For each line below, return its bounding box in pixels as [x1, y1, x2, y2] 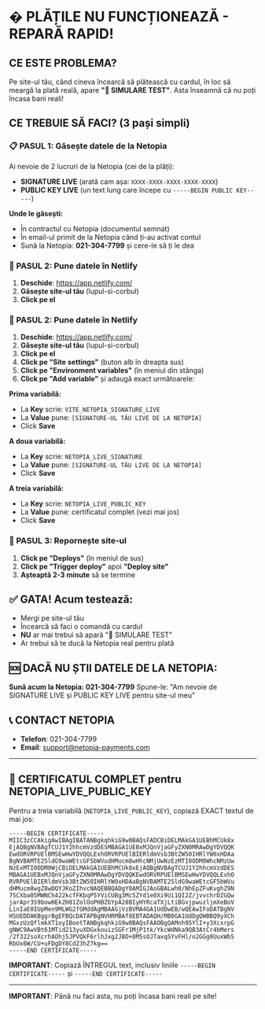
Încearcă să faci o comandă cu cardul [20, 622, 143, 632]
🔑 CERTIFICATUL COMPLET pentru [9, 773, 182, 786]
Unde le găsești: [9, 208, 64, 218]
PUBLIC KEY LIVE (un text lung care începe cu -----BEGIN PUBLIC [20, 185, 234, 194]
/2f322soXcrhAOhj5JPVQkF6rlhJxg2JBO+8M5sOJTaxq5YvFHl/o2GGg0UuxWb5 [9, 933, 235, 941]
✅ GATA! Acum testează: [9, 592, 133, 606]
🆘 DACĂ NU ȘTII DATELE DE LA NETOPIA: [9, 661, 218, 675]
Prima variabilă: [9, 389, 62, 399]
